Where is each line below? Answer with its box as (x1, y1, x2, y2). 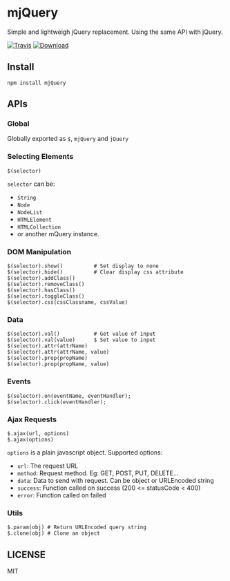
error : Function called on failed (17, 490, 106, 499)
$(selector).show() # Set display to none (7, 263, 159, 270)
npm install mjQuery (7, 79, 67, 86)
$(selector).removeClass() (7, 281, 85, 288)
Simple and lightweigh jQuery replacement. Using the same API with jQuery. (7, 28, 223, 36)
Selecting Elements (7, 152, 74, 162)
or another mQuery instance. (17, 229, 99, 238)
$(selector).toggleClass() (7, 293, 85, 300)
